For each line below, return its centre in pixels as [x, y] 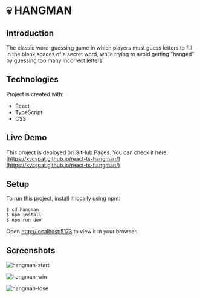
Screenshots [31, 251]
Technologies [33, 79]
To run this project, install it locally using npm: [63, 199]
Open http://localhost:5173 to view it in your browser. [72, 232]
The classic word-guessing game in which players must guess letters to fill [99, 48]
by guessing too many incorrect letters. [55, 60]
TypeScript [29, 112]
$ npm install [24, 215]
